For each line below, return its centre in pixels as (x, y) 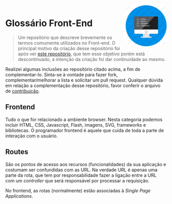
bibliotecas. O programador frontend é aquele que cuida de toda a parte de (85, 130)
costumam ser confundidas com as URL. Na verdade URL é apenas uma (81, 170)
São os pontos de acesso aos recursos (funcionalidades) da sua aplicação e (86, 164)
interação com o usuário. (31, 136)
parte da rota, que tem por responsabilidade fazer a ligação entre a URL (81, 175)
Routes (17, 152)
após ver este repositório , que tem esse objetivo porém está (81, 54)
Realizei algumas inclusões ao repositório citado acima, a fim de (73, 69)
